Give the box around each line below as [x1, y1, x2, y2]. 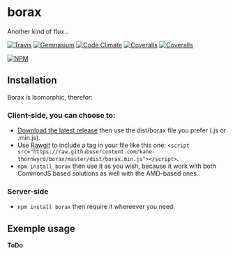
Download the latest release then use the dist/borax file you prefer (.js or [17, 126, 227, 134]
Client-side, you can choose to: [7, 110, 116, 120]
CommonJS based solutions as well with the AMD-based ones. [17, 169, 199, 178]
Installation [7, 75, 57, 86]
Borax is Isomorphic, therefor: [7, 93, 93, 101]
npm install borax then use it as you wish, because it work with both [17, 162, 216, 171]
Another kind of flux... [7, 27, 70, 36]
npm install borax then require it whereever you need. [17, 203, 176, 211]
